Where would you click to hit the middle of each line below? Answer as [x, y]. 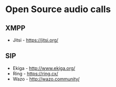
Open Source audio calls [58, 9]
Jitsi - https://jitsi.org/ [36, 40]
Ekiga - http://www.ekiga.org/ [44, 68]
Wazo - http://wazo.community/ [46, 79]
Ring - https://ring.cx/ [35, 73]
